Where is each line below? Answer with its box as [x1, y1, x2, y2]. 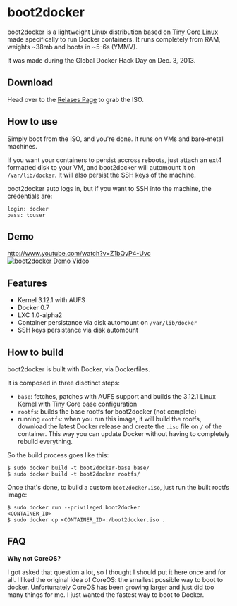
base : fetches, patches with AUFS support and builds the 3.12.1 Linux [17, 392, 217, 400]
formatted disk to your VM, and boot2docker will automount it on [7, 163, 195, 171]
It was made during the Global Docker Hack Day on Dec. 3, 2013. [7, 56, 196, 64]
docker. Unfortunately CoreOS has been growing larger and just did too [7, 583, 214, 591]
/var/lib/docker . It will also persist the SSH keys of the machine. [7, 171, 196, 179]
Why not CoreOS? [7, 554, 61, 562]
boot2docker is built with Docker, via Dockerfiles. [7, 365, 150, 373]
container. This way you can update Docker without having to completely [17, 430, 230, 438]
